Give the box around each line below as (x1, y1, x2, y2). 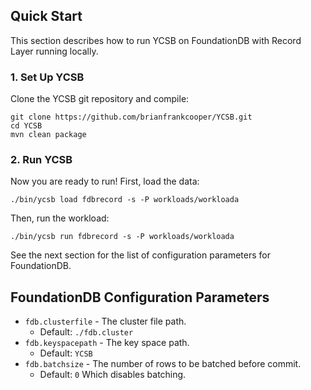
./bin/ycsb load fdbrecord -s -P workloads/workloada (10, 195, 240, 205)
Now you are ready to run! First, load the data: (10, 175, 200, 188)
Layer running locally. (10, 45, 99, 57)
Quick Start (10, 8, 83, 25)
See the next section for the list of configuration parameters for (10, 249, 271, 261)
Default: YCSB (39, 347, 93, 359)
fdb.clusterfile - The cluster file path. (24, 315, 187, 328)
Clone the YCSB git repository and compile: (10, 93, 190, 105)
